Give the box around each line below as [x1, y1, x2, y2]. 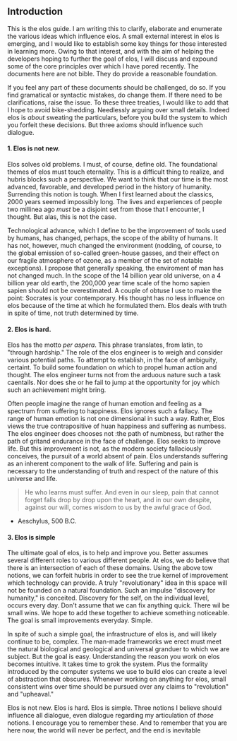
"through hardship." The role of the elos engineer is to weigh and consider [7, 348, 224, 357]
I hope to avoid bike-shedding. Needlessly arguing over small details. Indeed [7, 105, 230, 114]
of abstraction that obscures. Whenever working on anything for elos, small [7, 675, 226, 684]
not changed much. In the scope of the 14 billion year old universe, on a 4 [7, 271, 221, 280]
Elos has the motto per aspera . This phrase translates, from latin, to [7, 340, 203, 349]
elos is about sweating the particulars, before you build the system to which [7, 113, 228, 121]
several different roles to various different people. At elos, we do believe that [7, 556, 230, 564]
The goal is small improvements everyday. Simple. [7, 616, 153, 624]
